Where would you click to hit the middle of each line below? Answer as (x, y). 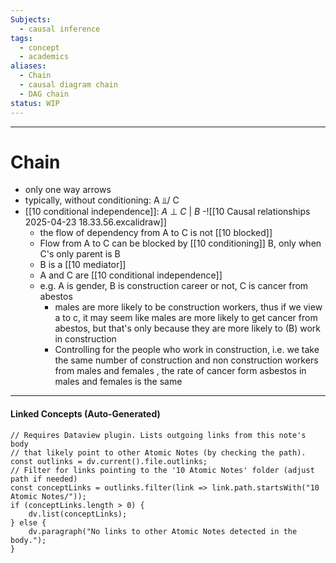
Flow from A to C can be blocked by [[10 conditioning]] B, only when (180, 243)
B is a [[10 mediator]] (83, 265)
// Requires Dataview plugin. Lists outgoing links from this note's (158, 435)
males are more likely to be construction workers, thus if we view (188, 307)
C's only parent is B (80, 254)
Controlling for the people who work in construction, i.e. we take (187, 350)
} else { (28, 522)
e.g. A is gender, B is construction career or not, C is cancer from (174, 286)
